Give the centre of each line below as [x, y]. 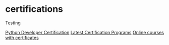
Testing [13, 23]
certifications [34, 9]
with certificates [22, 38]
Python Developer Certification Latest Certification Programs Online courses [84, 32]
